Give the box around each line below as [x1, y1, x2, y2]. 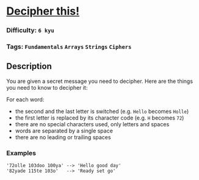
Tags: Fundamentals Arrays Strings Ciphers [6, 43, 132, 51]
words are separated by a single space [15, 127, 113, 134]
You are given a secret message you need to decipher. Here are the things [6, 77, 194, 85]
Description [6, 61, 52, 71]
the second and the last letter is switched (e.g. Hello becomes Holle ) [15, 107, 189, 115]
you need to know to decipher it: [6, 84, 88, 91]
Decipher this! [6, 4, 80, 18]
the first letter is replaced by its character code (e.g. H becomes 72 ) [15, 114, 184, 121]
